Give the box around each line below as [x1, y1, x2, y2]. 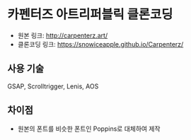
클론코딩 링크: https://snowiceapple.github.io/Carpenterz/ [17, 40, 184, 48]
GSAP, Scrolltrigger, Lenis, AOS [7, 82, 99, 91]
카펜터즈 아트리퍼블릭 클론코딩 [7, 6, 173, 23]
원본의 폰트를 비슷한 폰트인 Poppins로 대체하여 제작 [17, 124, 161, 133]
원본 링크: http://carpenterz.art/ [17, 31, 108, 40]
